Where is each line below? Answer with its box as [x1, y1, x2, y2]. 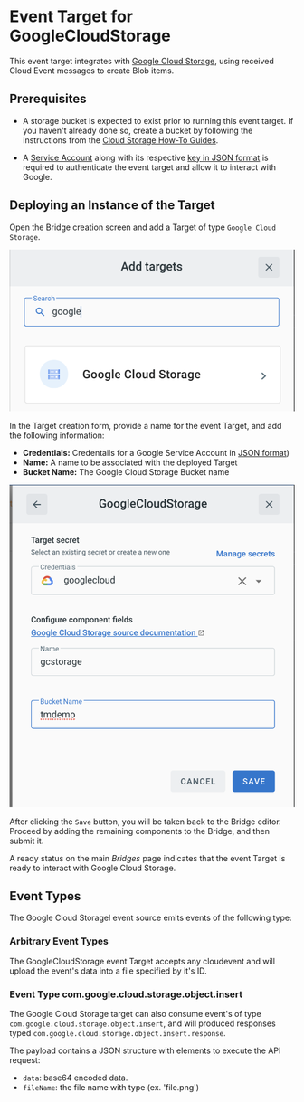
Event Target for [9, 6, 134, 27]
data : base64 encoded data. [22, 1072, 128, 1083]
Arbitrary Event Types [9, 935, 109, 947]
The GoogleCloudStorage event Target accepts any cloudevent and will [9, 955, 276, 966]
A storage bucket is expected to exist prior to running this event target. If [22, 115, 294, 126]
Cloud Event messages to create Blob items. [9, 65, 175, 76]
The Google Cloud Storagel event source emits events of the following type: [9, 912, 292, 924]
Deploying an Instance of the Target [9, 197, 215, 214]
